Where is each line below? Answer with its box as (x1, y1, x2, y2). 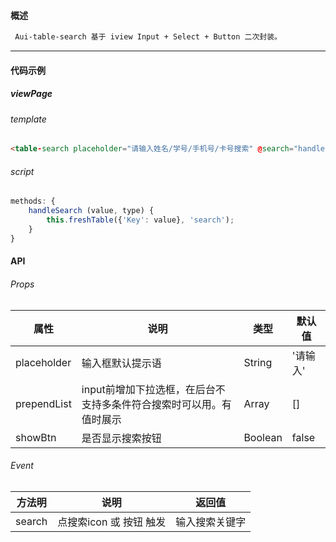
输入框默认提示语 (81, 356, 162, 370)
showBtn (15, 430, 57, 444)
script (10, 165, 35, 177)
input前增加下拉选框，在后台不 (81, 382, 226, 396)
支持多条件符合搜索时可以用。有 (81, 397, 232, 411)
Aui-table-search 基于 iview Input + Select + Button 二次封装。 (14, 32, 283, 42)
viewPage (10, 88, 53, 100)
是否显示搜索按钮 (81, 431, 162, 445)
